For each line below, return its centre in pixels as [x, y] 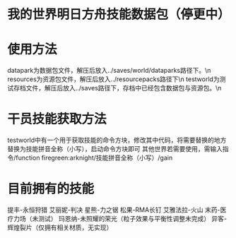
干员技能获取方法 [57, 119]
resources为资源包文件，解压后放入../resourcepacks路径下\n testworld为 [114, 79]
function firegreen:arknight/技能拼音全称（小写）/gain [94, 158]
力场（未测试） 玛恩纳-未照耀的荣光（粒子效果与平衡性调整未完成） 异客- [120, 219]
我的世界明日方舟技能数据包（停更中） [119, 14]
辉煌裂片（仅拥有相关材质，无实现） [60, 227]
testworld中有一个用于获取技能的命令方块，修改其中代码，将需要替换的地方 [117, 140]
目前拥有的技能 [51, 189]
